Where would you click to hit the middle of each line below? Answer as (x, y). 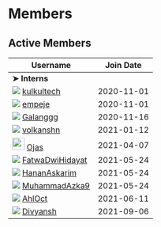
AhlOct (35, 199)
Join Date (124, 65)
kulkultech (41, 91)
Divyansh (39, 212)
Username (51, 65)
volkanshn (41, 130)
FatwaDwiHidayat (55, 160)
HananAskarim (50, 173)
